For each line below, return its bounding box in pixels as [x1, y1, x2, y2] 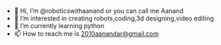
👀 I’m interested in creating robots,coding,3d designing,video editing [13, 14, 214, 22]
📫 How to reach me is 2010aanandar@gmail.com [13, 30, 159, 38]
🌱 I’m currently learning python [13, 22, 105, 30]
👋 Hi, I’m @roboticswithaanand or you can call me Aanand [13, 7, 184, 15]
